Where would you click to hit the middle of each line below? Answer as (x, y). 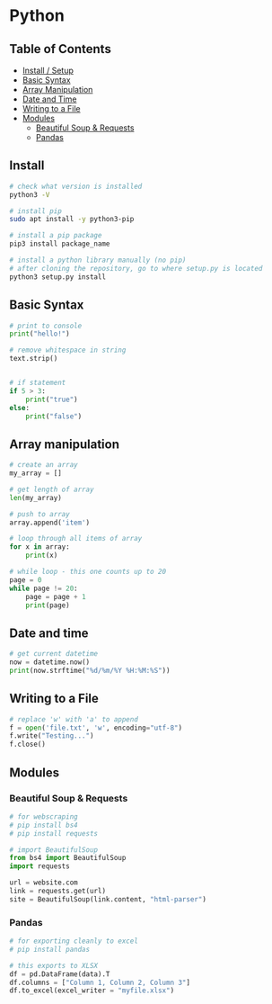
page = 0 (26, 580)
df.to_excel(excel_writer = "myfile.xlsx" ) (92, 991)
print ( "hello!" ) (39, 334)
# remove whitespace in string (68, 350)
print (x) (42, 556)
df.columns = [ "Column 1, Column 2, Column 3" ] (100, 982)
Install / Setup (48, 70)
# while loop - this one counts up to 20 (88, 572)
